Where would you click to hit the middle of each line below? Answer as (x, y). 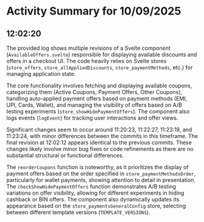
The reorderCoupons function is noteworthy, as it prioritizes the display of (97, 167)
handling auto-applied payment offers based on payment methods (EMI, (97, 99)
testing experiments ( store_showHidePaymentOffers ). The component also (98, 111)
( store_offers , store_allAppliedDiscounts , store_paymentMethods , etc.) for (100, 67)
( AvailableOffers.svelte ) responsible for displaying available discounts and (102, 55)
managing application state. (41, 74)
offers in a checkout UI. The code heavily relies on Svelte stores (86, 61)
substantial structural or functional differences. (65, 155)
